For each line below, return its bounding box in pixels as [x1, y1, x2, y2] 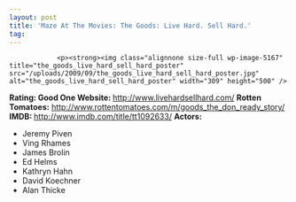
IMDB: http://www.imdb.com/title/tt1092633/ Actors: [9, 112, 202, 122]
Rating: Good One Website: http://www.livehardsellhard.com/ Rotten [9, 92, 261, 103]
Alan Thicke [21, 185, 66, 196]
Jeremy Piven [21, 128, 73, 139]
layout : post [9, 12, 58, 22]
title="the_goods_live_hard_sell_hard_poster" [9, 61, 184, 71]
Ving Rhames [21, 138, 71, 149]
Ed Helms [21, 157, 58, 167]
